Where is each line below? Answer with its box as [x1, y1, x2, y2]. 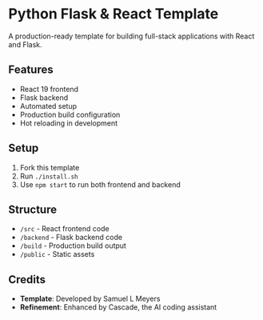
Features [8, 63, 54, 77]
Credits [8, 273, 46, 286]
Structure [8, 202, 58, 216]
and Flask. [8, 39, 42, 49]
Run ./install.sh [19, 171, 78, 181]
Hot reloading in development [19, 118, 118, 128]
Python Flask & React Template [8, 5, 219, 23]
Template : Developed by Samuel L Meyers [19, 294, 161, 304]
